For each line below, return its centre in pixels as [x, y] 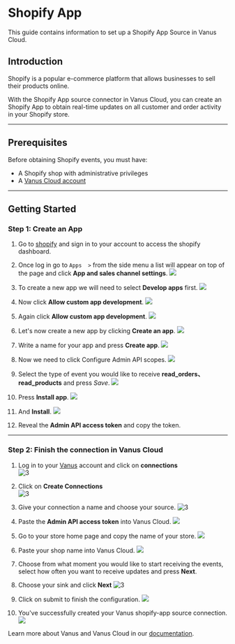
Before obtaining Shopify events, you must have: [78, 159]
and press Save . [86, 383]
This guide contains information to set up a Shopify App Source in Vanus [112, 32]
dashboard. [35, 251]
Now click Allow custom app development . [81, 302]
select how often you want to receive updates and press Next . [107, 571]
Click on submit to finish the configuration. [79, 599]
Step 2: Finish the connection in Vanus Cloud [85, 450]
